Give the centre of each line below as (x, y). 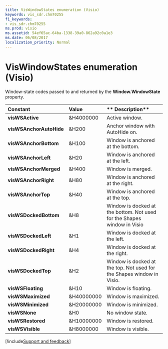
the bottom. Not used (131, 212)
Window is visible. (128, 329)
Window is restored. (130, 320)
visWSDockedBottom (33, 215)
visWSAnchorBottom (33, 143)
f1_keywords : (19, 19)
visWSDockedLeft (29, 235)
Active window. (125, 117)
